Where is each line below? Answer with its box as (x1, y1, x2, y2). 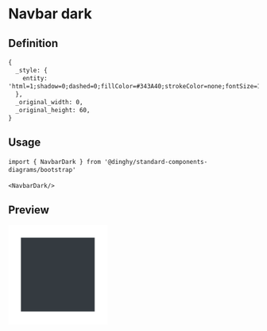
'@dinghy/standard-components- (104, 158, 208, 165)
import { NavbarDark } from (8, 158, 102, 165)
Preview (8, 204, 50, 217)
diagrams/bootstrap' (8, 165, 77, 173)
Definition (8, 37, 58, 50)
